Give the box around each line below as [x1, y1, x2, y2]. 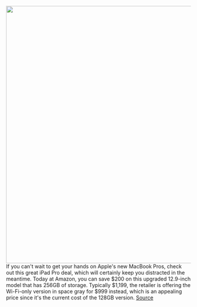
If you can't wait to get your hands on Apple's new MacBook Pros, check [6, 263, 182, 270]
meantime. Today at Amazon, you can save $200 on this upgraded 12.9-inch [6, 275, 191, 282]
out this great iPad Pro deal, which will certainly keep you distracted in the [6, 269, 185, 276]
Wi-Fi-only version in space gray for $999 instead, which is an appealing [6, 288, 182, 295]
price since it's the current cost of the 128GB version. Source [6, 294, 154, 301]
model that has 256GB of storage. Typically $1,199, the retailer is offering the [6, 282, 191, 288]
